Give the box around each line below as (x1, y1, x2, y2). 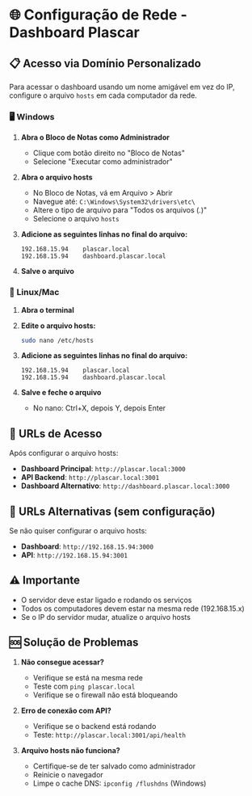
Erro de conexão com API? (20, 705, 111, 715)
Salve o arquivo (20, 267, 75, 276)
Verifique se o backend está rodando (32, 721, 157, 731)
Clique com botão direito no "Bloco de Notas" (32, 148, 185, 158)
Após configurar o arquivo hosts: (9, 449, 119, 458)
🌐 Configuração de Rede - (9, 6, 188, 24)
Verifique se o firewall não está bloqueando (32, 689, 178, 700)
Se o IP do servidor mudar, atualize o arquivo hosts (20, 612, 191, 621)
